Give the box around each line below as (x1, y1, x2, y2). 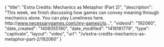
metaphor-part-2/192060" (5, 36, 59, 42)
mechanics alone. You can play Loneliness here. (5, 15, 104, 20)
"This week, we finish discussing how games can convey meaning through (5, 9, 159, 15)
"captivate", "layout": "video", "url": (5, 31, 78, 36)
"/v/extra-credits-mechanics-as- (78, 31, 146, 36)
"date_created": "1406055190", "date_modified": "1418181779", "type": (5, 25, 150, 31)
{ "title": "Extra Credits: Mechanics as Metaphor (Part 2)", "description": (5, 4, 153, 10)
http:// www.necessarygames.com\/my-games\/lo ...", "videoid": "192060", (5, 20, 156, 26)
